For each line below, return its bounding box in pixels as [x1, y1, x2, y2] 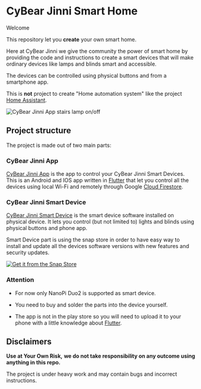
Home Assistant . [6, 96, 47, 104]
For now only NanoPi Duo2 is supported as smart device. [14, 289, 156, 296]
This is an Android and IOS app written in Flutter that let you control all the [6, 176, 189, 184]
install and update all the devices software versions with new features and [6, 243, 190, 250]
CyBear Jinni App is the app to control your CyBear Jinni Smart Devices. [6, 170, 185, 178]
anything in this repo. [6, 359, 61, 366]
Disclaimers [6, 337, 52, 347]
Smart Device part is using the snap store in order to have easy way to [6, 236, 180, 243]
